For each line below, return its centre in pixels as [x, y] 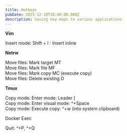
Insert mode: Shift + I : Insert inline [41, 43]
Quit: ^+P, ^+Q [20, 128]
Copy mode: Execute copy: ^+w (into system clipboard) [62, 109]
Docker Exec [18, 118]
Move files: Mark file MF [30, 68]
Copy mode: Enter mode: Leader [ [40, 98]
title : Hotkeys [21, 10]
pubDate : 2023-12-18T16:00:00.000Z [42, 15]
